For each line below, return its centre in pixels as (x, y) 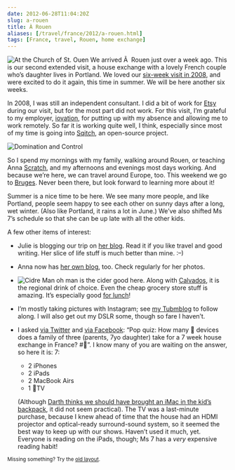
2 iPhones (42, 366)
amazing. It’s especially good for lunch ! (74, 295)
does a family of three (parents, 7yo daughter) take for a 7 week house (120, 337)
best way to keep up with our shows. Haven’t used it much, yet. (109, 431)
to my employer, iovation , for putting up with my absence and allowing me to (117, 118)
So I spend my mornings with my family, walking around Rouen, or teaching (116, 160)
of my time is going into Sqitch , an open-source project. (88, 133)
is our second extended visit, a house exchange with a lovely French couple (117, 67)
